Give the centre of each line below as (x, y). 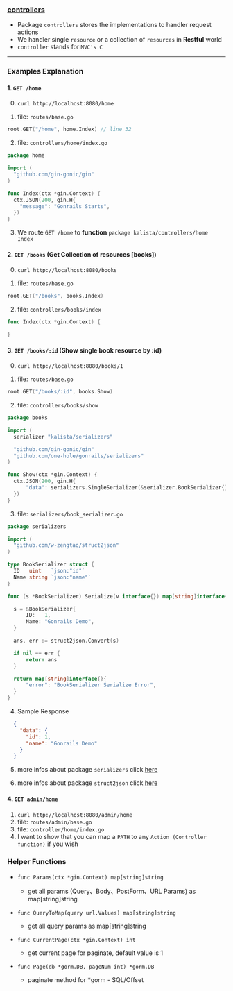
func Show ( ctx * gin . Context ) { (52, 475)
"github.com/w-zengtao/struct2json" (66, 545)
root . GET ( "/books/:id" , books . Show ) (60, 392)
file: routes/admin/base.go (54, 822)
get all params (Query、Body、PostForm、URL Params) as (112, 891)
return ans (41, 660)
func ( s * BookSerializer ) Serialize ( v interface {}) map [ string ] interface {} (119, 596)
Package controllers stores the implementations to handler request (114, 25)
